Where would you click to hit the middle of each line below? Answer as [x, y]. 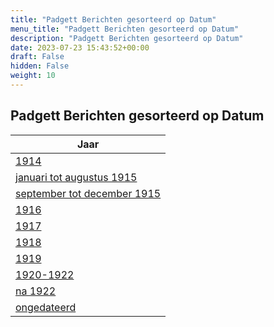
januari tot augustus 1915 [76, 177]
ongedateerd [46, 307]
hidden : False [40, 66]
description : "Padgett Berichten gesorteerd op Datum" [127, 38]
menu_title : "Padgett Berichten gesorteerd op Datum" [125, 29]
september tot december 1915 [88, 193]
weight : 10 [33, 76]
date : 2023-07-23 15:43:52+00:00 [80, 47]
